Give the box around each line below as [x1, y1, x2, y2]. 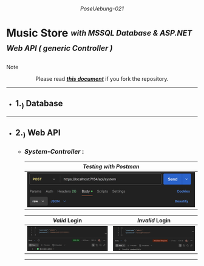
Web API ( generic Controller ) [6, 43, 113, 53]
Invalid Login [137, 216, 171, 224]
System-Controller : [24, 148, 84, 156]
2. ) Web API [15, 128, 61, 140]
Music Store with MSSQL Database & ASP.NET [6, 26, 192, 39]
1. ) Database [15, 98, 63, 111]
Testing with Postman [83, 163, 140, 170]
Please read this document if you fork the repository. [35, 75, 169, 82]
